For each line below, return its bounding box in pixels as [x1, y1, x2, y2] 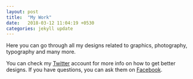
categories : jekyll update [6, 25, 73, 32]
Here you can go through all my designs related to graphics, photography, [6, 42, 188, 49]
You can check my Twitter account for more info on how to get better [6, 60, 176, 67]
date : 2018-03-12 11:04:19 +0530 [6, 20, 95, 26]
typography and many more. [6, 48, 76, 56]
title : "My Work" [6, 14, 52, 20]
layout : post [6, 8, 39, 15]
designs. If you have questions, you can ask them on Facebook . [6, 66, 163, 74]
